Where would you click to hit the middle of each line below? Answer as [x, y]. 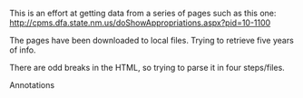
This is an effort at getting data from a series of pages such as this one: [143, 13]
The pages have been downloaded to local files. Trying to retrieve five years [152, 40]
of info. [23, 50]
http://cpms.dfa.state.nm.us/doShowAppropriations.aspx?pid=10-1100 [140, 23]
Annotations [32, 85]
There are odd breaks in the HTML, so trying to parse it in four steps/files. [147, 68]
